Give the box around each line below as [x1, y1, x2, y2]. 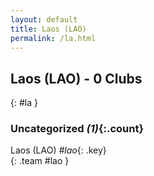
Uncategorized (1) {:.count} [10, 122, 145, 136]
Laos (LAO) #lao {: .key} [10, 144, 107, 156]
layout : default [10, 14, 78, 25]
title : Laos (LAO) [10, 24, 87, 34]
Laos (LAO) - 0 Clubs [10, 70, 143, 87]
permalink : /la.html [10, 33, 97, 43]
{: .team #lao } [10, 155, 70, 167]
